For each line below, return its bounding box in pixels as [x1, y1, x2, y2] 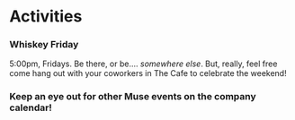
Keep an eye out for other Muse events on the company [9, 90, 256, 103]
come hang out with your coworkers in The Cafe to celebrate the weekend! [9, 68, 287, 79]
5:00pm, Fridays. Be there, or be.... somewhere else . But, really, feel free [9, 58, 278, 69]
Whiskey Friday [9, 39, 79, 51]
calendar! [9, 101, 52, 114]
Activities [9, 6, 83, 27]
